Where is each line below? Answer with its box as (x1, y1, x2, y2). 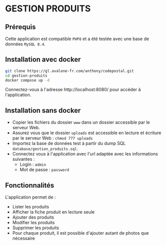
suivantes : (12, 156, 35, 162)
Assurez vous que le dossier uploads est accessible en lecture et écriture (12, 130, 162, 136)
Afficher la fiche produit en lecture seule (12, 209, 95, 215)
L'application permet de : (5, 194, 56, 200)
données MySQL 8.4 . (5, 41, 46, 47)
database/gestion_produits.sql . (12, 146, 78, 151)
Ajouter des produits (12, 214, 55, 220)
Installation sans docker (5, 106, 81, 114)
